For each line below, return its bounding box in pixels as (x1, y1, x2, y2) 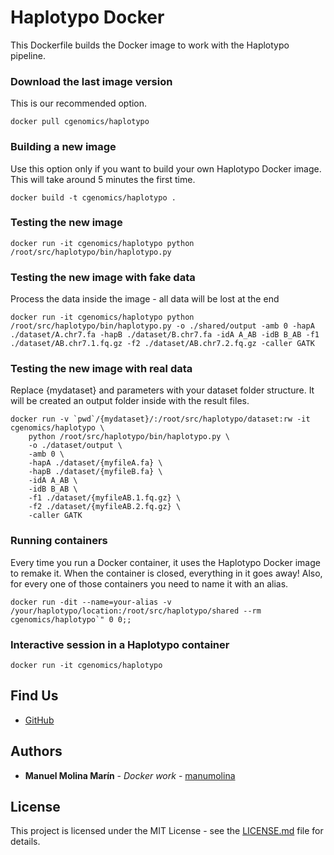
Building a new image (10, 140, 117, 154)
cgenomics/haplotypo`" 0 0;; (10, 614, 132, 625)
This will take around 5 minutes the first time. (10, 173, 196, 185)
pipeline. (10, 49, 46, 61)
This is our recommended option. (10, 97, 148, 110)
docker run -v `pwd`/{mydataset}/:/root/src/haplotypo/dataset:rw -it (10, 414, 311, 425)
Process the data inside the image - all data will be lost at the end (10, 293, 280, 305)
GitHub (24, 714, 55, 726)
